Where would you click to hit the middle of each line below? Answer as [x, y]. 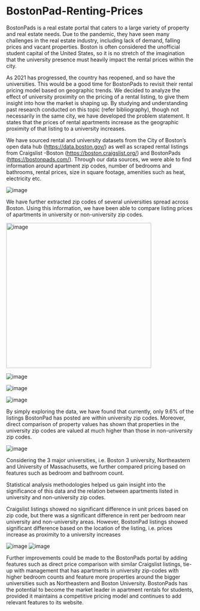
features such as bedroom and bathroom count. [65, 473]
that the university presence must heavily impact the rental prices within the [100, 59]
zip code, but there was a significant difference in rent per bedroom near [96, 515]
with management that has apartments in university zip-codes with [96, 570]
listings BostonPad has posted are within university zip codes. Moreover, [96, 418]
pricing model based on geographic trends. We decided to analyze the [93, 90]
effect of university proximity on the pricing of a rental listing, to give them [98, 97]
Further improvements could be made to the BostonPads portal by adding [97, 558]
